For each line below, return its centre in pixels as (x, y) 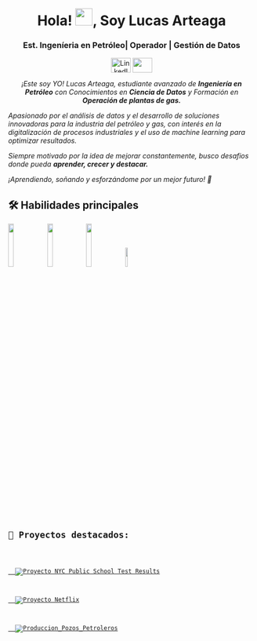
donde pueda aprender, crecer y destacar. (78, 164)
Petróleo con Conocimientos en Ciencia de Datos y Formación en (132, 92)
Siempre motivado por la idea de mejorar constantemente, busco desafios (128, 156)
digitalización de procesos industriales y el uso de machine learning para (127, 133)
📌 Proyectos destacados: (69, 535)
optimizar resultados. (42, 140)
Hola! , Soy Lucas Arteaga (132, 21)
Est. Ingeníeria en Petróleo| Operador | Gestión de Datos (132, 46)
